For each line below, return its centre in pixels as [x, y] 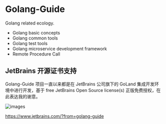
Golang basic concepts [36, 32]
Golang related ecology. [30, 23]
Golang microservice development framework [60, 48]
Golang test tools [30, 43]
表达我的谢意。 [25, 96]
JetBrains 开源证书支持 [41, 71]
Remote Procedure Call [36, 54]
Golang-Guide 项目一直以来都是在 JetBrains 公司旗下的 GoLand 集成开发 [80, 84]
